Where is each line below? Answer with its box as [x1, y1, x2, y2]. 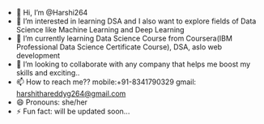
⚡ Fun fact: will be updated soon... [15, 106, 130, 116]
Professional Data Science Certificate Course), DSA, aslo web [15, 42, 223, 52]
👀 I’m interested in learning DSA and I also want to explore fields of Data [15, 16, 257, 26]
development [15, 51, 61, 60]
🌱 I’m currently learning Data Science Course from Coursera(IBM [15, 33, 233, 43]
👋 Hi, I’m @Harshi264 [15, 8, 88, 17]
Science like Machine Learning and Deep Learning [15, 25, 185, 34]
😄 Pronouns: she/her [15, 97, 87, 107]
